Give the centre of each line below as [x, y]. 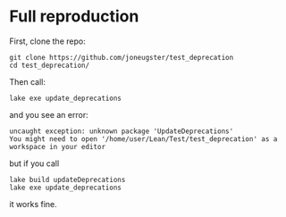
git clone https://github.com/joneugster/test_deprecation [122, 57]
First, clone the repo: [48, 41]
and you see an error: [49, 114]
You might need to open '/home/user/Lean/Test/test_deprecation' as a [143, 139]
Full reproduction [74, 17]
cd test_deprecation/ [50, 65]
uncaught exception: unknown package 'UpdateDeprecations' [122, 131]
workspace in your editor [57, 146]
